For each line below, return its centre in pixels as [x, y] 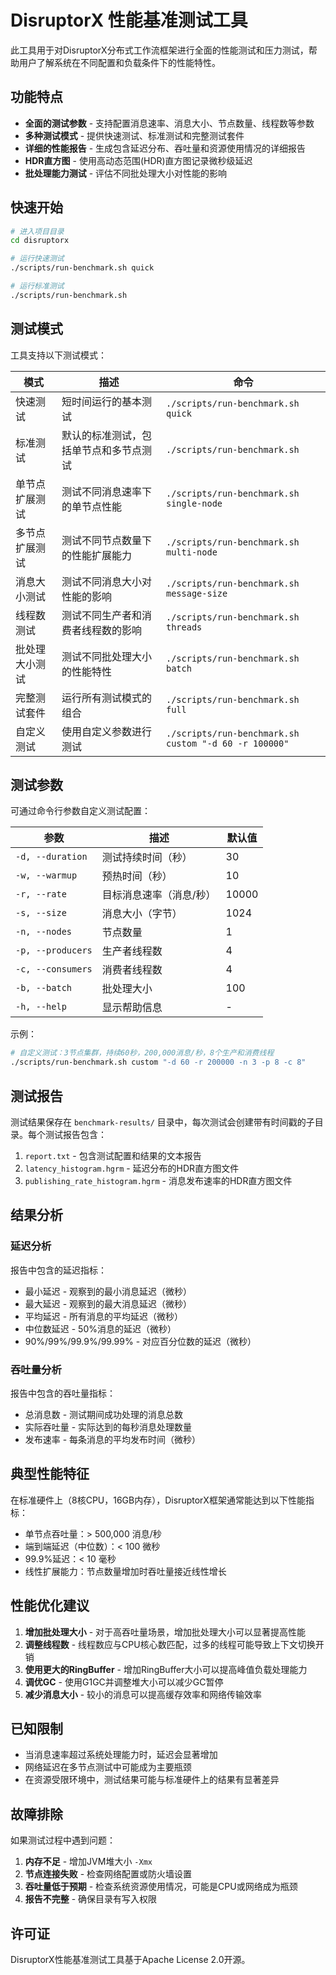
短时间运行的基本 [102, 401]
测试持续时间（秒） [147, 858]
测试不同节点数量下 [107, 540]
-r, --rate [41, 894]
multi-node [191, 552]
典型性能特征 [50, 1474]
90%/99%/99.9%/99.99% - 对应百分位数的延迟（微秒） [140, 1341]
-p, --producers [54, 950]
